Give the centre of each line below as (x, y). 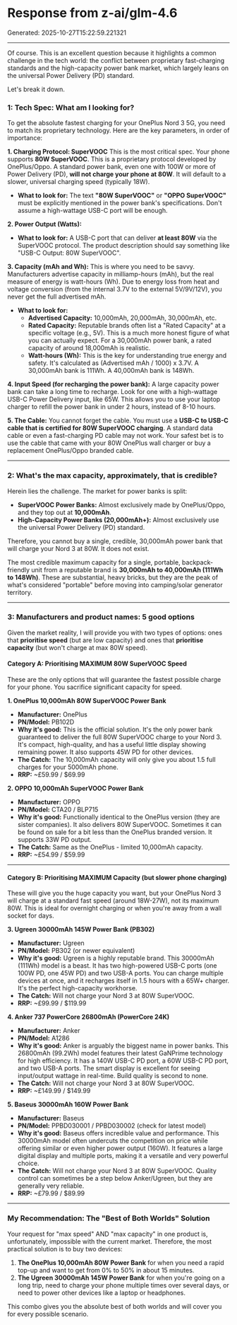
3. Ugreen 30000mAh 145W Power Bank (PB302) (81, 930)
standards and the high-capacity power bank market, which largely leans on (118, 68)
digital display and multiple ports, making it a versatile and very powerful (123, 1156)
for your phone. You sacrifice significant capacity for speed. (95, 687)
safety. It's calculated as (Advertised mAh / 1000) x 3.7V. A (113, 363)
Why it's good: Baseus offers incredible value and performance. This (118, 1133)
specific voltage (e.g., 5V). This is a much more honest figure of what (129, 333)
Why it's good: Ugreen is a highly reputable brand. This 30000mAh (116, 958)
